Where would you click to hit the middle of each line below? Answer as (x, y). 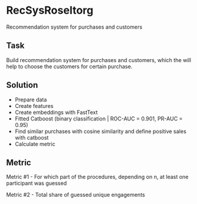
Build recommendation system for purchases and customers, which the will (99, 60)
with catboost (32, 137)
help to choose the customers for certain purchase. (69, 66)
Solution (22, 85)
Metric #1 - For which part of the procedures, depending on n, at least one (98, 177)
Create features (34, 106)
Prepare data (31, 100)
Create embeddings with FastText (56, 112)
